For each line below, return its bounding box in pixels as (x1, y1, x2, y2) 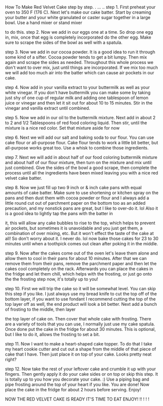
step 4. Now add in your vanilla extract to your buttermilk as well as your (5, 85, 150, 90)
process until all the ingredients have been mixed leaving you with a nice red (5, 170, 158, 175)
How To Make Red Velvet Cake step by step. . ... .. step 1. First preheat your (5, 4, 156, 10)
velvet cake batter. (5, 175, 42, 181)
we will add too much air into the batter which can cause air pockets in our (5, 70, 155, 75)
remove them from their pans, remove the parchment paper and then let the (5, 261, 157, 266)
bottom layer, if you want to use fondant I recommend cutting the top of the (5, 296, 156, 302)
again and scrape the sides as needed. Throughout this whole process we (5, 60, 154, 65)
